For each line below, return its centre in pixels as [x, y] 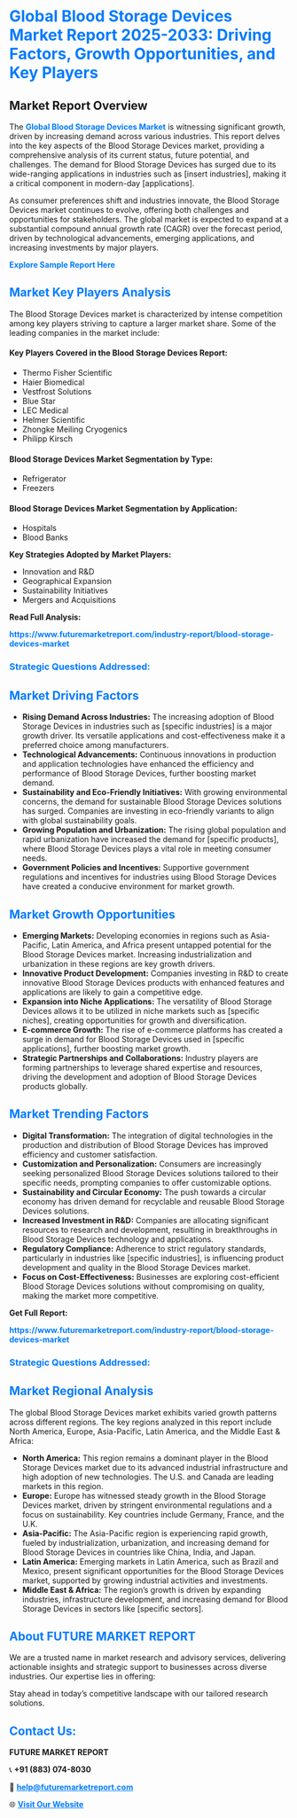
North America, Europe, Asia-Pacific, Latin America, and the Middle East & [145, 1431]
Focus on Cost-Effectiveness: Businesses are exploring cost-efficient [150, 1276]
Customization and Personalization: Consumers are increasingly [141, 1164]
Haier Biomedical [53, 382]
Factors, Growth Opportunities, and [143, 54]
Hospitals [39, 528]
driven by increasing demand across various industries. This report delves [145, 136]
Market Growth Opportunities [92, 914]
